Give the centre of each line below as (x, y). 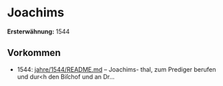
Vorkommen (34, 53)
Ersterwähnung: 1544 (38, 31)
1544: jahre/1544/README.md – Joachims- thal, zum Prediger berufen (116, 69)
